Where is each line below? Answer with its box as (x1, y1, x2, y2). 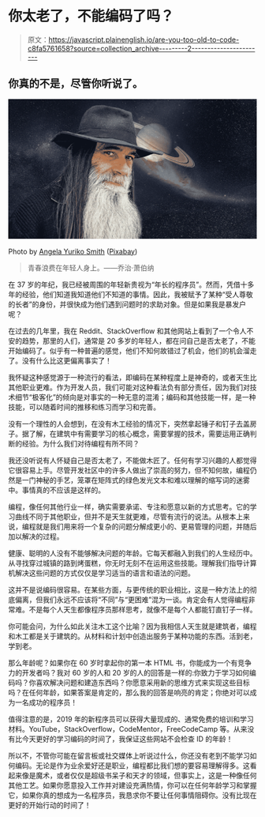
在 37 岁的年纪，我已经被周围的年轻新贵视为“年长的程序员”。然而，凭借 (8, 280, 241, 289)
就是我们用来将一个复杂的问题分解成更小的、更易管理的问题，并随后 (35, 521, 257, 531)
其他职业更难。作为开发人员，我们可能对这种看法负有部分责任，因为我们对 (8, 382, 250, 392)
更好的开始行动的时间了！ (8, 800, 91, 810)
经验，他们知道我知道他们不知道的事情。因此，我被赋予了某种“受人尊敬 (21, 289, 254, 299)
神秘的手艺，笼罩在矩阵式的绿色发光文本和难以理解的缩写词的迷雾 (35, 475, 250, 484)
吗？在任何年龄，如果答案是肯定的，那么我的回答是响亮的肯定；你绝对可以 (8, 687, 250, 697)
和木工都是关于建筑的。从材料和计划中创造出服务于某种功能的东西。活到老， (8, 631, 257, 641)
